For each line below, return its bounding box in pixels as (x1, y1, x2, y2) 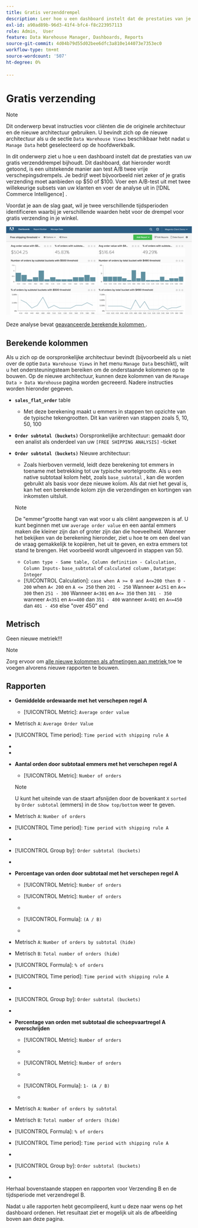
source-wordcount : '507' (6, 53, 67, 59)
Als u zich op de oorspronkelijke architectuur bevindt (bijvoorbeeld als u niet (6, 353, 192, 360)
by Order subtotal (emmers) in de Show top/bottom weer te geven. (14, 801, 176, 808)
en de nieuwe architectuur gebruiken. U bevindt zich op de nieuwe (6, 129, 168, 136)
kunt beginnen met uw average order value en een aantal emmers (14, 522, 177, 529)
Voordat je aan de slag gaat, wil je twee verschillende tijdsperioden (6, 202, 169, 209)
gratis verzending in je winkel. (6, 214, 78, 222)
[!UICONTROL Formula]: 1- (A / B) (23, 1082, 110, 1089)
